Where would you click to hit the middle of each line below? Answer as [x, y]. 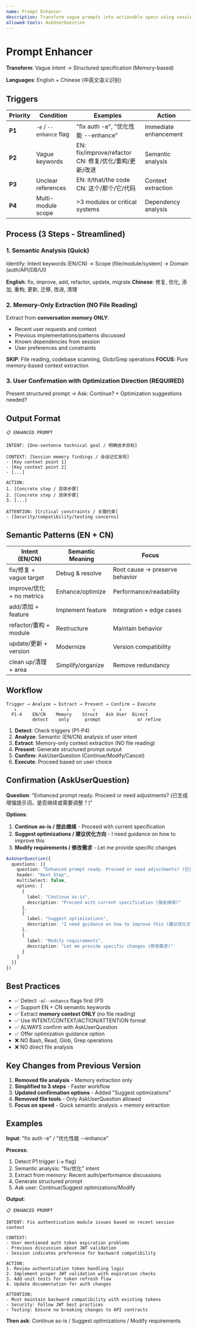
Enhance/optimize [81, 592]
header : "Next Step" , [43, 875]
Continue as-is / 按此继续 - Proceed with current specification [90, 826]
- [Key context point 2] [36, 467]
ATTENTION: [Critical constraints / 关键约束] [62, 512]
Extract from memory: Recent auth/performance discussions [88, 1175]
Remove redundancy [141, 665]
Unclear [47, 181]
